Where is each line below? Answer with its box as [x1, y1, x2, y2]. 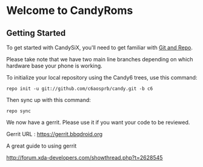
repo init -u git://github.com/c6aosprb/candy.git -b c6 [6, 86, 153, 92]
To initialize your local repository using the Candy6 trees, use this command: [6, 74, 198, 81]
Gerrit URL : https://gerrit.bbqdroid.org [6, 131, 103, 137]
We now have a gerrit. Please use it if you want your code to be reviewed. [6, 119, 190, 126]
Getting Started [6, 28, 66, 38]
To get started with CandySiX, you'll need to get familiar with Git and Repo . [6, 44, 193, 51]
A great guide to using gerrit [6, 142, 77, 149]
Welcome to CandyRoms [6, 4, 133, 18]
